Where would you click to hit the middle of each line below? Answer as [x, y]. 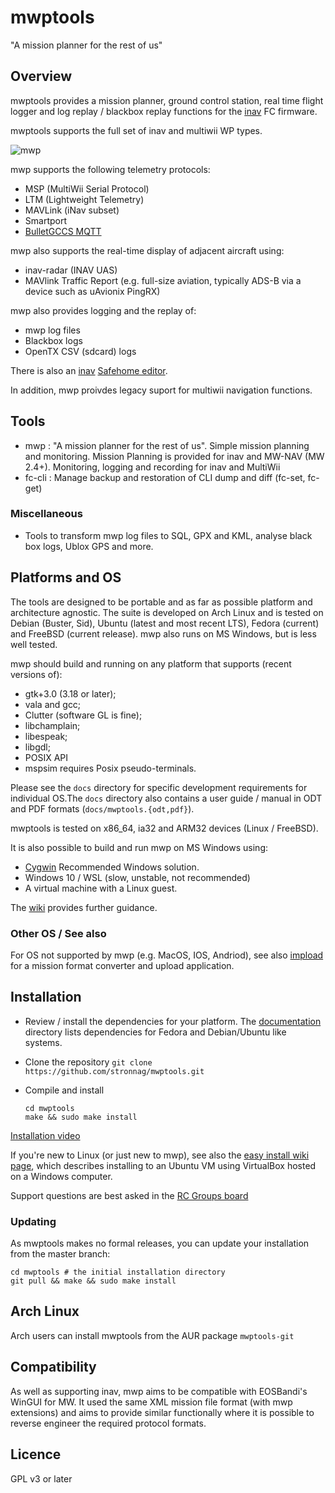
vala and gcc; [53, 704]
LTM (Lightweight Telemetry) [84, 199]
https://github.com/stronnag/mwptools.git [114, 1071]
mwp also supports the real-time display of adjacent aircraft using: [147, 250]
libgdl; [37, 747]
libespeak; [46, 736]
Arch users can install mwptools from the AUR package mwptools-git [152, 1335]
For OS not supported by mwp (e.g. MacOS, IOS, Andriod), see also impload [167, 955]
